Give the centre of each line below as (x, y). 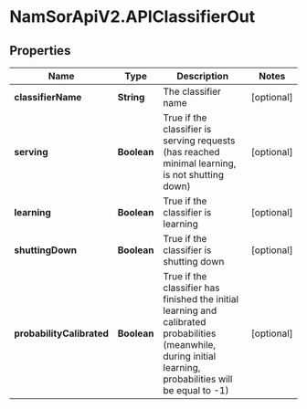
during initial (190, 356)
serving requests (199, 141)
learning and (190, 310)
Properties (40, 51)
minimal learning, (200, 163)
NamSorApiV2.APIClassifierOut (132, 17)
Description (203, 76)
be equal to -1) (196, 390)
